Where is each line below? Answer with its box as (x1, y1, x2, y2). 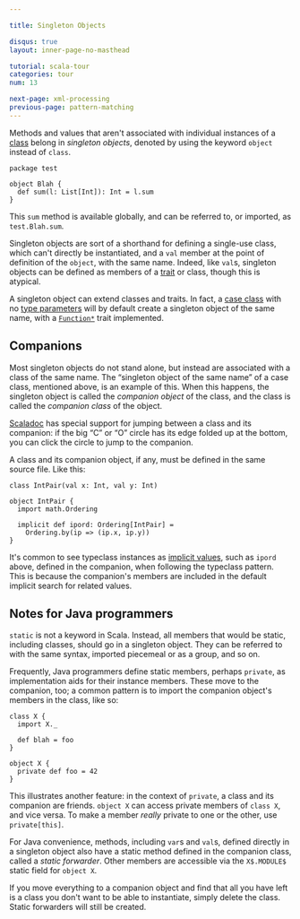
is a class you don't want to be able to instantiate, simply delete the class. (9, 892, 280, 903)
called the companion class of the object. (9, 400, 163, 411)
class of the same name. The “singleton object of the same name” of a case (9, 371, 289, 382)
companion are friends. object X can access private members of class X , (9, 800, 281, 811)
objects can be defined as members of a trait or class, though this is (9, 266, 261, 277)
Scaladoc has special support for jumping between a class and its (9, 418, 253, 429)
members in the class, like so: (9, 695, 119, 706)
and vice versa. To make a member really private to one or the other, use (9, 810, 278, 820)
